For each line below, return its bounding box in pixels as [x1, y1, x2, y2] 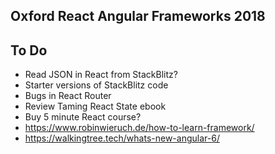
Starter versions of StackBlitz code [24, 79, 169, 91]
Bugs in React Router [24, 90, 112, 102]
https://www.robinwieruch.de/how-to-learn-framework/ [24, 122, 255, 134]
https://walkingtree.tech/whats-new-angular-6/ [24, 132, 220, 144]
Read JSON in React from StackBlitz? [24, 69, 178, 81]
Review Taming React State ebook [24, 100, 167, 113]
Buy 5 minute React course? [24, 111, 142, 123]
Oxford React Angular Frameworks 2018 [10, 8, 266, 25]
